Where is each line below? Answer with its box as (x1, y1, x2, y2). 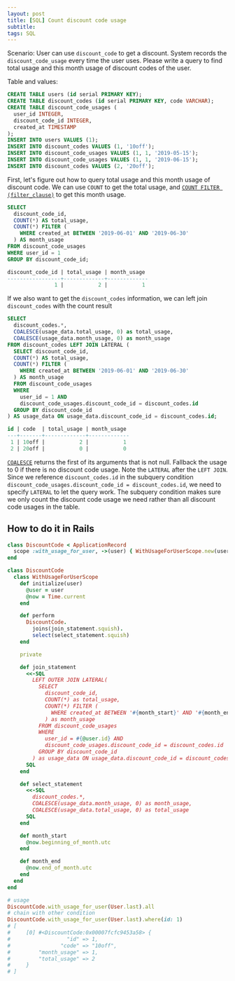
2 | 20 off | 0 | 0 (10, 445, 127, 452)
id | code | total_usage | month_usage (7, 425, 127, 433)
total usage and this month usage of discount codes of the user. (7, 64, 192, 72)
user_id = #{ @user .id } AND (44, 735, 124, 743)
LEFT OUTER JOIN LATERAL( (32, 677, 108, 684)
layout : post (7, 10, 45, 18)
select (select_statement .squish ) (32, 632, 130, 639)
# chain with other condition (7, 910, 96, 917)
